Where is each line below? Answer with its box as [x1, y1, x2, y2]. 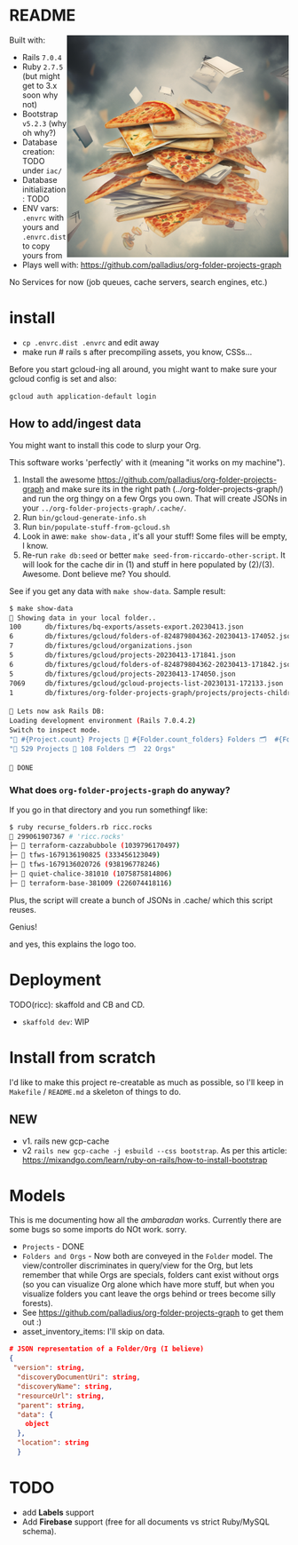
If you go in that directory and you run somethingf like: [9, 804, 208, 815]
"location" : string [17, 1438, 90, 1447]
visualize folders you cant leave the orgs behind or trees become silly [21, 1288, 277, 1299]
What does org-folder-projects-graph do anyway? [9, 784, 231, 796]
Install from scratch [9, 1047, 156, 1067]
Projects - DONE [21, 1241, 85, 1252]
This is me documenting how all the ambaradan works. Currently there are [9, 1215, 282, 1225]
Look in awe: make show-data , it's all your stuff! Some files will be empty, [21, 530, 288, 542]
